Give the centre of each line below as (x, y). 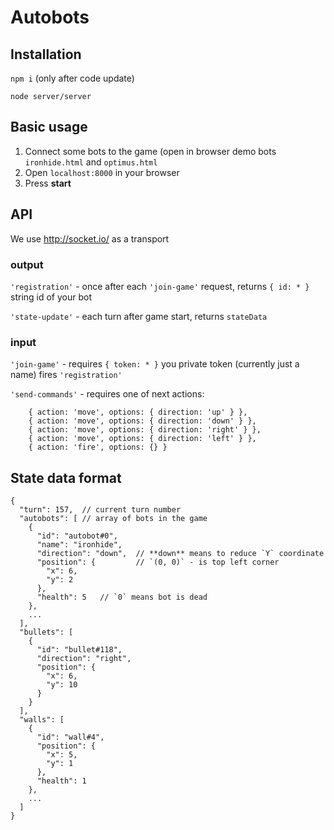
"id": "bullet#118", (79, 650)
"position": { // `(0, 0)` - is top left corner (158, 562)
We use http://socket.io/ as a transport (90, 238)
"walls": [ (42, 720)
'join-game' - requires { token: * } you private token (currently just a (155, 364)
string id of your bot (51, 297)
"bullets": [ (46, 632)
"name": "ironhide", (79, 545)
